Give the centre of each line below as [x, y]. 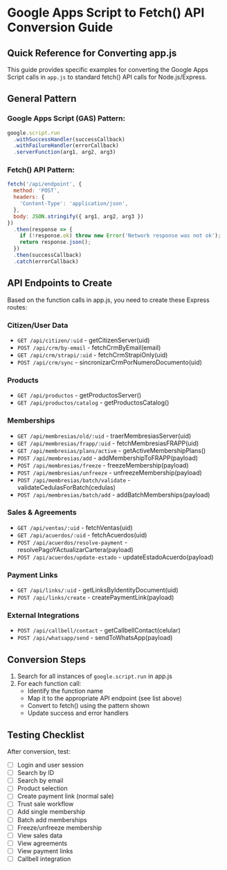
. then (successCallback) [47, 255]
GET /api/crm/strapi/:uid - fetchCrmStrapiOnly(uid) [92, 355]
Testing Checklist [46, 735]
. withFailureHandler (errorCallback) [66, 146]
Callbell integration [44, 859]
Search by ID [36, 773]
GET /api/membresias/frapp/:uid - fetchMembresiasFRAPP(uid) [108, 443]
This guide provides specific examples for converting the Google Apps [108, 70]
